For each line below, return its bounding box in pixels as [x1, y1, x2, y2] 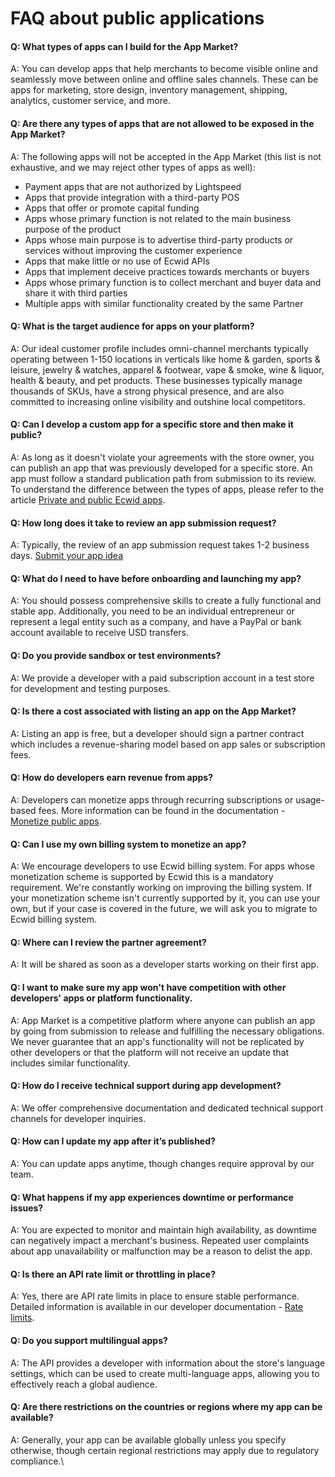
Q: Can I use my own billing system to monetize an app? [10, 838, 247, 850]
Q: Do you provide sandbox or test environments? [10, 650, 222, 661]
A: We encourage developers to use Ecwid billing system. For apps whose [10, 860, 315, 872]
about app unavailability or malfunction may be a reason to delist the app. [10, 1245, 313, 1257]
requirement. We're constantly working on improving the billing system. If [10, 882, 313, 894]
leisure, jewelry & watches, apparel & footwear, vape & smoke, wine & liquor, [10, 363, 325, 376]
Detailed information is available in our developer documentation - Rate [10, 1301, 304, 1313]
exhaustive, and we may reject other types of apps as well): [10, 161, 256, 173]
